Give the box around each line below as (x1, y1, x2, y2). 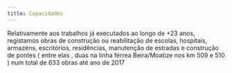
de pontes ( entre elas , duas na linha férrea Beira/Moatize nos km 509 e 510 (7, 51, 225, 59)
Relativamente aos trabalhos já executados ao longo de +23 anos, (7, 29, 195, 37)
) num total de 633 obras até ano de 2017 (7, 58, 125, 66)
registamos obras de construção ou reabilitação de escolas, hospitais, (7, 36, 208, 45)
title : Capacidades (7, 10, 64, 17)
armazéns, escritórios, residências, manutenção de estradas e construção (7, 43, 220, 52)
